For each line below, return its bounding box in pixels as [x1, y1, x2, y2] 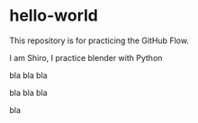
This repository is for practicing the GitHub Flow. [9, 35, 189, 46]
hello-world [9, 5, 99, 26]
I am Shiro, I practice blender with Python [9, 52, 163, 63]
